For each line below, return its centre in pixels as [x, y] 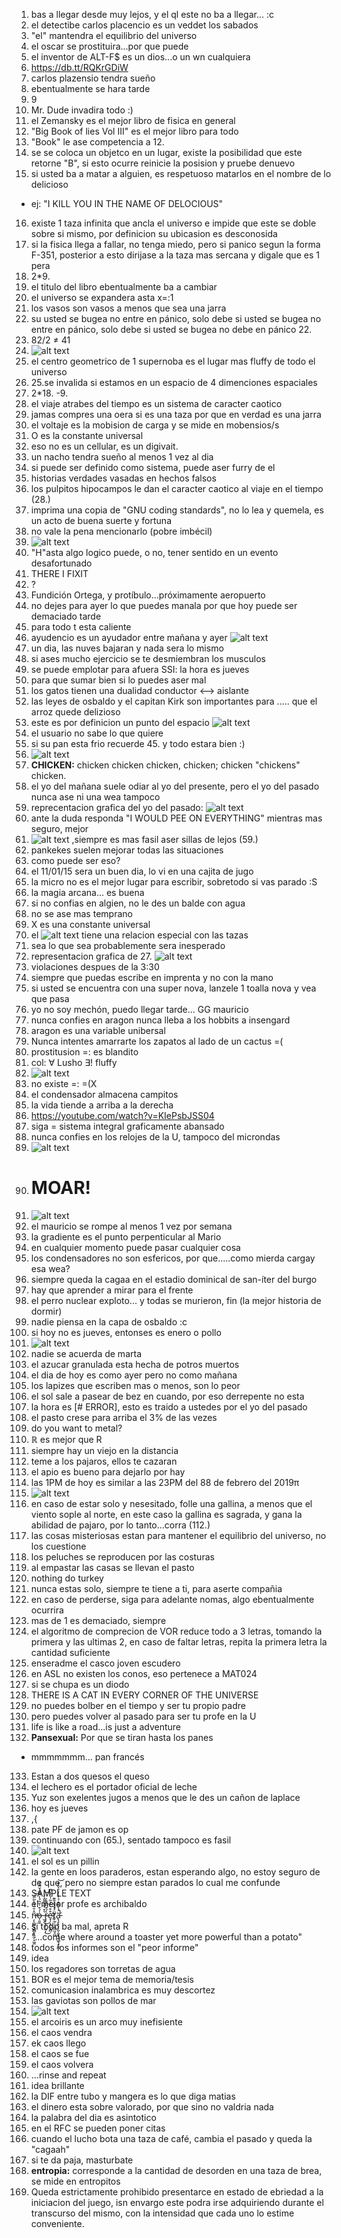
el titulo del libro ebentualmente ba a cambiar [124, 287]
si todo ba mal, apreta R [79, 1926]
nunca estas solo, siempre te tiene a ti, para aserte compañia [156, 1588]
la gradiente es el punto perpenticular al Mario [126, 1236]
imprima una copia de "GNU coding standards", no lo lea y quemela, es [177, 510]
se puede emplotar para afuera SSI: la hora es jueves [140, 669]
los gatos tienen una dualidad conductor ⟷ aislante [139, 690]
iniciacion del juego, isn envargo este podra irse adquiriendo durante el [177, 2202]
